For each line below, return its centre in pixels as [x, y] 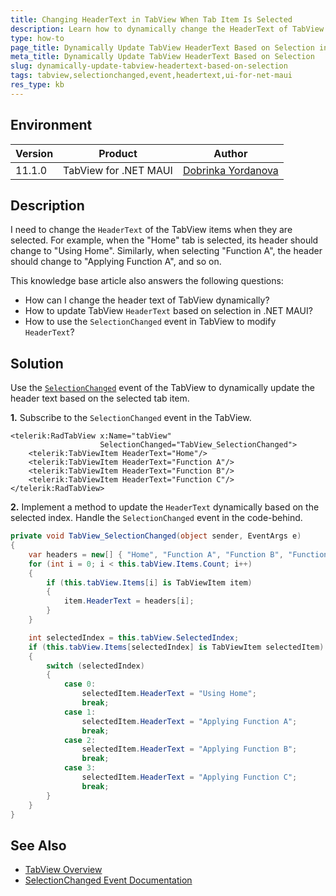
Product [118, 153]
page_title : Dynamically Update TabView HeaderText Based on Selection [162, 47]
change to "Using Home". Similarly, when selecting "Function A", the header [166, 251]
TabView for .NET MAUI [118, 170]
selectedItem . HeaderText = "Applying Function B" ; [189, 749]
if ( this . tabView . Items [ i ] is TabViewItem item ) [149, 582]
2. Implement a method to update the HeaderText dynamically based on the [165, 507]
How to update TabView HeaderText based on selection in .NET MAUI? [168, 311]
